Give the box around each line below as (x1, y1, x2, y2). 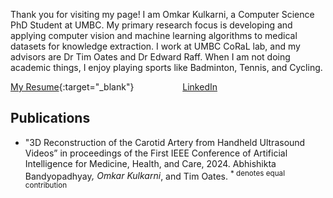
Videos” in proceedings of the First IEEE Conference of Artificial (24, 147, 288, 159)
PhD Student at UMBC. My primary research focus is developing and (10, 19, 293, 31)
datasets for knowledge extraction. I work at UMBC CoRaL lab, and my (10, 40, 301, 52)
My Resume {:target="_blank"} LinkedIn (10, 81, 218, 93)
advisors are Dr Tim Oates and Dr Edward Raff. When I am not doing (10, 51, 291, 63)
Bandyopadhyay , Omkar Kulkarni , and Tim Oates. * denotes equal (24, 168, 285, 182)
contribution (24, 180, 68, 191)
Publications (10, 110, 91, 127)
